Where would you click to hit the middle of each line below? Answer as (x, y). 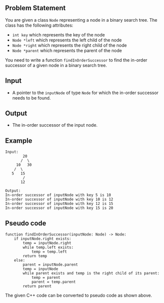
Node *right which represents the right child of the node (69, 45)
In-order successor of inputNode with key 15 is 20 (59, 208)
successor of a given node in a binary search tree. (56, 65)
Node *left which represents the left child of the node (67, 40)
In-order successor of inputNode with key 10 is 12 (59, 200)
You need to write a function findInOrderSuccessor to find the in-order (76, 60)
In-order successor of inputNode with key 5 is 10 (58, 195)
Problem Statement (35, 8)
